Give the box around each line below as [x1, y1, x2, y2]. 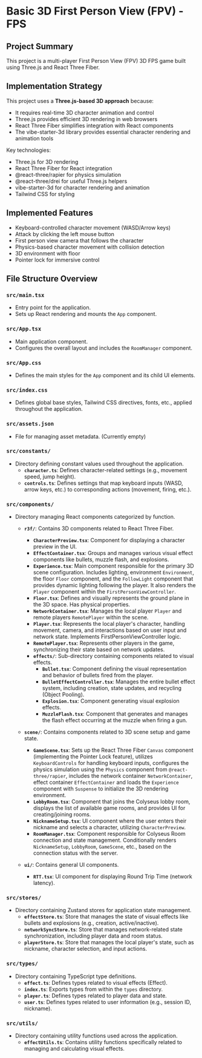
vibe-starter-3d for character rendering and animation [15, 183, 150, 191]
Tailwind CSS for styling [15, 190, 75, 197]
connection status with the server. [33, 849, 118, 857]
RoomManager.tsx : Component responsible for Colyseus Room [33, 830, 186, 838]
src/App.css [6, 359, 42, 366]
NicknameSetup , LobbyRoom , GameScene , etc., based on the [33, 843, 172, 850]
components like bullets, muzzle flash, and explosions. [33, 556, 169, 563]
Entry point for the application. [15, 304, 91, 311]
